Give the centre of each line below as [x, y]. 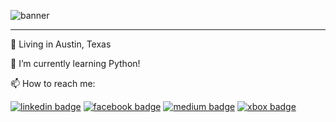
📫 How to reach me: [53, 83]
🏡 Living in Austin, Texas [61, 44]
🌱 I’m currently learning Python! [75, 63]
